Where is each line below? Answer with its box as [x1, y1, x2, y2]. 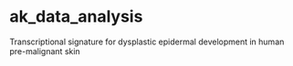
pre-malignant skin [9, 45, 80, 56]
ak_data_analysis [9, 6, 143, 27]
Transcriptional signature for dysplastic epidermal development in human [9, 36, 285, 47]
